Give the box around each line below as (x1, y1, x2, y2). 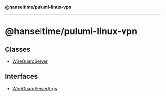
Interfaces (5, 72, 38, 81)
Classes (5, 45, 31, 53)
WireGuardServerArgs (12, 85, 58, 91)
